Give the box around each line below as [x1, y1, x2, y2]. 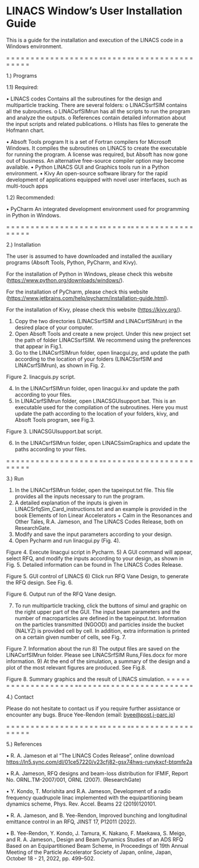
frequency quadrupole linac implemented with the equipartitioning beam [6, 794, 183, 801]
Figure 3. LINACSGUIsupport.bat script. [6, 428, 103, 435]
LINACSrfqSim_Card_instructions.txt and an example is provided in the [14, 505, 187, 512]
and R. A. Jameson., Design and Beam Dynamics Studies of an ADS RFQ [6, 836, 184, 843]
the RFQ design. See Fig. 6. [6, 579, 73, 586]
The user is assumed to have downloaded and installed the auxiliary [6, 252, 172, 260]
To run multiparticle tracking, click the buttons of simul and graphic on [14, 602, 187, 609]
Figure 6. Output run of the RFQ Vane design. [6, 590, 117, 598]
